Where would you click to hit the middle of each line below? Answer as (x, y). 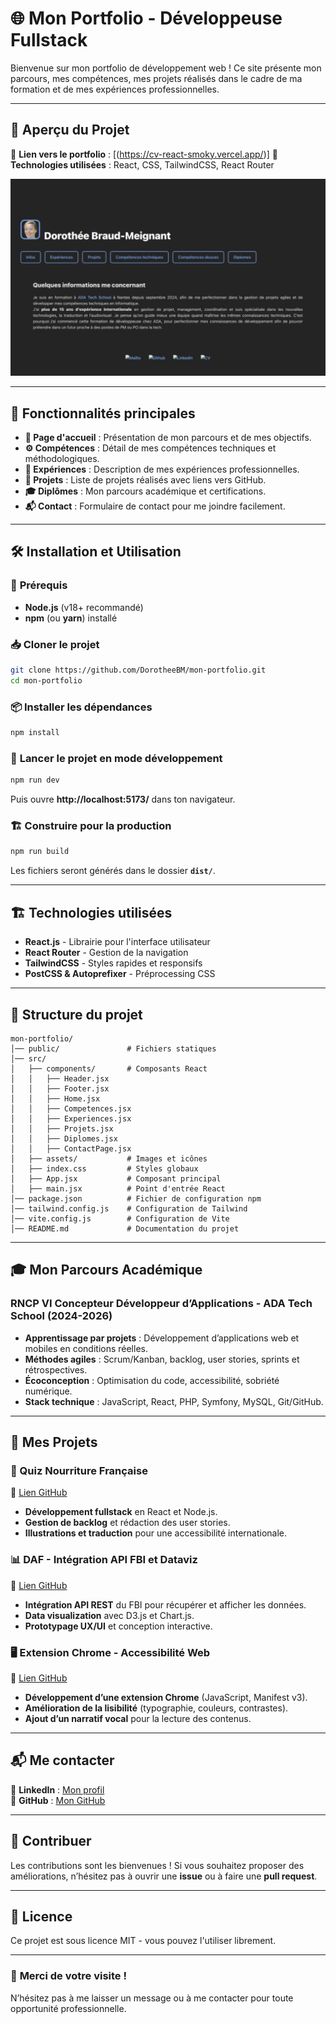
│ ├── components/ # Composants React (109, 1068)
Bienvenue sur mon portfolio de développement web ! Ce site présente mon (166, 68)
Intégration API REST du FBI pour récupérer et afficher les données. (165, 1604)
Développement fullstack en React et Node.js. (121, 1512)
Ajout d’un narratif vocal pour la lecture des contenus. (138, 1718)
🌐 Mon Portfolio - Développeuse (146, 18)
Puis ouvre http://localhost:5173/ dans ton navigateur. (123, 799)
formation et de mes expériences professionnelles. (115, 89)
